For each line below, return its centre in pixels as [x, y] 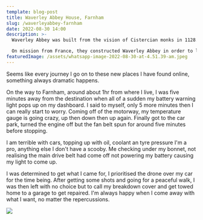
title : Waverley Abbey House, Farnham [55, 18]
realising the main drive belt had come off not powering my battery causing [100, 155]
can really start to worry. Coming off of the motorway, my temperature [94, 111]
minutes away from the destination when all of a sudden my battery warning [101, 98]
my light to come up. [32, 162]
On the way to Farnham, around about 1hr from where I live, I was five [93, 92]
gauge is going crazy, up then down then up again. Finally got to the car [96, 118]
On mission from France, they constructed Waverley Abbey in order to [102, 51]
